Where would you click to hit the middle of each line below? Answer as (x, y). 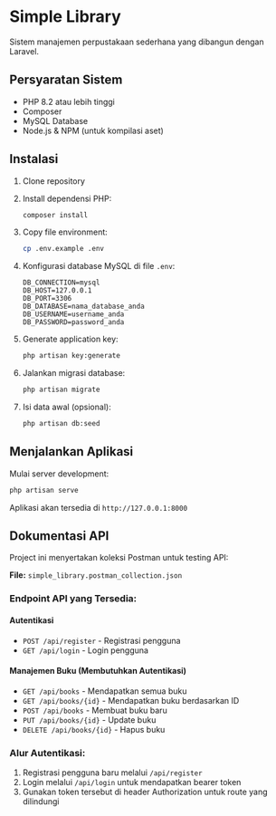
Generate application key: (71, 339)
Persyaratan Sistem (66, 80)
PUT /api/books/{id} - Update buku (89, 720)
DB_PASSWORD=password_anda (73, 322)
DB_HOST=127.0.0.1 (57, 291)
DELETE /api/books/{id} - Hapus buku (94, 729)
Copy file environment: (65, 232)
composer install (55, 215)
